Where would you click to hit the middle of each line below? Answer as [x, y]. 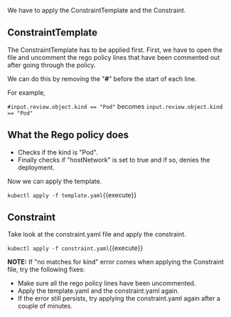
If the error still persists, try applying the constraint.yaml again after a [119, 298]
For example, [27, 93]
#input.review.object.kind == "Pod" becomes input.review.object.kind [115, 106]
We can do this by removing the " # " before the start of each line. [102, 78]
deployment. [36, 167]
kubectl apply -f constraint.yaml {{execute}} [75, 248]
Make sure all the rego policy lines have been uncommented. [107, 284]
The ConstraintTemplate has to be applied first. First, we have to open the [115, 50]
